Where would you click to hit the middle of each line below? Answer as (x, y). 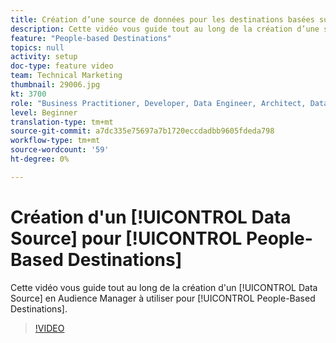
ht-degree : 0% (40, 159)
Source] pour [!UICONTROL (126, 238)
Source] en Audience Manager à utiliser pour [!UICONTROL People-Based (163, 298)
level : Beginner (44, 112)
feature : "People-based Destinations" (91, 38)
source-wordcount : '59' (60, 150)
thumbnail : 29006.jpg (55, 85)
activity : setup (44, 57)
